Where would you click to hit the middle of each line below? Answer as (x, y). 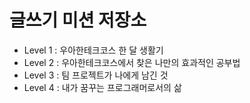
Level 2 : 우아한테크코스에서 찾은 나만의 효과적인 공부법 (132, 62)
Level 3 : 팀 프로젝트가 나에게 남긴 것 (96, 75)
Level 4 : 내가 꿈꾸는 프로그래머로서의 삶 (102, 87)
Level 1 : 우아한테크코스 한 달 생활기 (93, 50)
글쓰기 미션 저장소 (78, 20)
